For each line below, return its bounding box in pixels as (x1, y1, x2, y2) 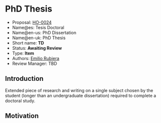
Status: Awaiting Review (12, 45, 62, 51)
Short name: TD (12, 40, 44, 46)
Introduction (5, 75, 44, 83)
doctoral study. (5, 98, 36, 104)
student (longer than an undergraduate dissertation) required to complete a (5, 92, 156, 98)
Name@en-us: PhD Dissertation (12, 30, 77, 35)
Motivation (5, 112, 39, 120)
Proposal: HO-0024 (12, 19, 52, 25)
